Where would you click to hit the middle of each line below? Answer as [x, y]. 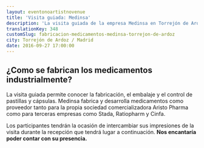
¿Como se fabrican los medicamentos [80, 70]
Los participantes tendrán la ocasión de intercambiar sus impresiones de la [100, 126]
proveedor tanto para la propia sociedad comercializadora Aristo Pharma [97, 107]
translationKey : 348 [32, 29]
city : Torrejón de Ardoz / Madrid [50, 40]
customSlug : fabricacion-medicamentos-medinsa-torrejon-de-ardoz [90, 35]
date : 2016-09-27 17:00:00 [40, 46]
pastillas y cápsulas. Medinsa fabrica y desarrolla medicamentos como [95, 101]
